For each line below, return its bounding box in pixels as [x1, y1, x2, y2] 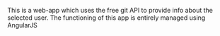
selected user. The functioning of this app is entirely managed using [7, 13, 206, 22]
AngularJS [7, 21, 37, 29]
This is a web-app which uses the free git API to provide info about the [7, 6, 214, 14]
